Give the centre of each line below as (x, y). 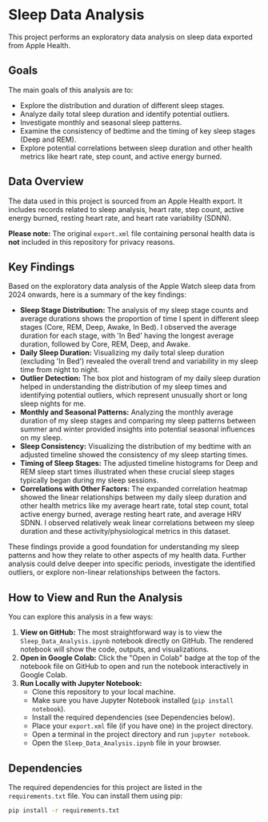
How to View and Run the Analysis (96, 597)
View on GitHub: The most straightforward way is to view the (121, 632)
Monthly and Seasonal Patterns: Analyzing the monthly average (126, 412)
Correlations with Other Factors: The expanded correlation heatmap (134, 489)
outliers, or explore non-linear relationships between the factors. (114, 572)
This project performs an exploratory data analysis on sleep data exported (131, 37)
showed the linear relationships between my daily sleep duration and (133, 497)
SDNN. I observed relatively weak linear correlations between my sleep (137, 523)
